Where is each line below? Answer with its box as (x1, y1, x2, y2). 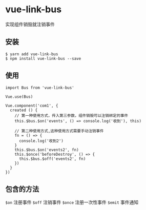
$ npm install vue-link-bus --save (5, 56, 81, 61)
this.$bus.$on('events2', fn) (14, 147, 79, 152)
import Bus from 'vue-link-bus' (5, 85, 74, 90)
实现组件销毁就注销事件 (5, 21, 55, 27)
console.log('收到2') (18, 138, 64, 143)
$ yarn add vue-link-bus (5, 51, 58, 57)
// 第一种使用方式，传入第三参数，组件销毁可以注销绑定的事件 (14, 113, 129, 118)
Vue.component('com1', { (5, 103, 58, 108)
